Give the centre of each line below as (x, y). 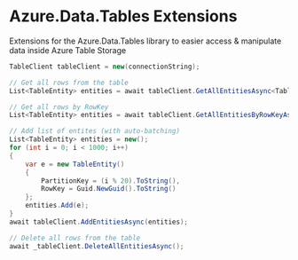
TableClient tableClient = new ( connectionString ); (105, 67)
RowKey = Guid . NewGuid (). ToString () (109, 189)
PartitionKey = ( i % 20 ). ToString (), (110, 181)
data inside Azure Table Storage (68, 50)
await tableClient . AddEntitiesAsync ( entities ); (99, 222)
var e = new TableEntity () (75, 164)
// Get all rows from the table (69, 83)
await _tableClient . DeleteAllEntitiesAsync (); (97, 246)
